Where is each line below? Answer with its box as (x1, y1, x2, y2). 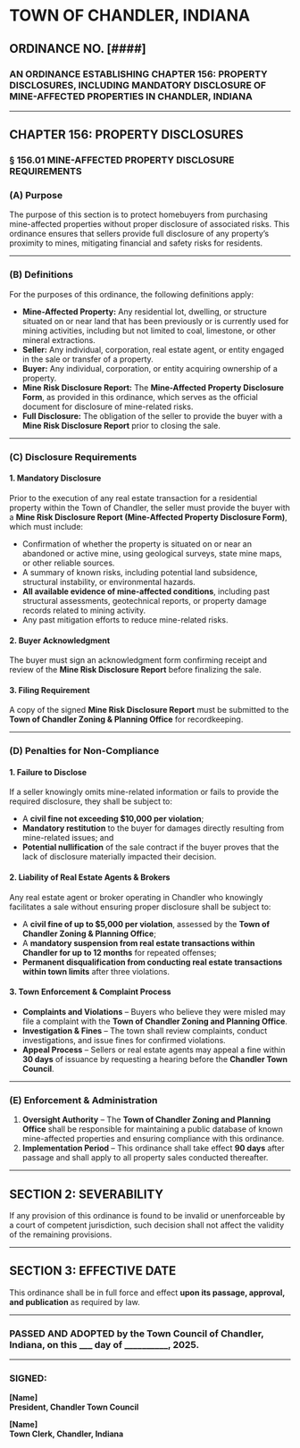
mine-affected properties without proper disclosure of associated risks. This (9, 219, 290, 230)
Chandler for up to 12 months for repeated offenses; (21, 947, 217, 958)
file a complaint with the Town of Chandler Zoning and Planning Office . (21, 1016, 288, 1026)
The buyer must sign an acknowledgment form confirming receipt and (9, 655, 268, 665)
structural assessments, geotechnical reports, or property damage (21, 595, 267, 606)
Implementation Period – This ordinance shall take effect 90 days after (21, 1142, 285, 1153)
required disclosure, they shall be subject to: (9, 796, 172, 807)
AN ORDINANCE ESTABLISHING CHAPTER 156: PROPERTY (9, 68, 268, 80)
